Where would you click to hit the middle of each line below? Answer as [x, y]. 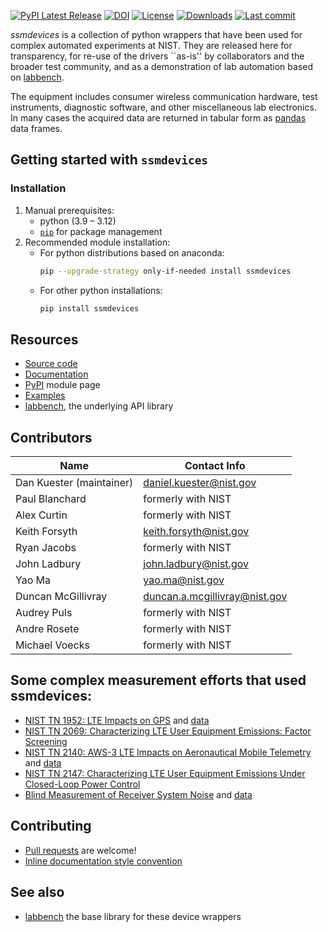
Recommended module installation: [97, 242]
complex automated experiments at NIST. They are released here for [151, 45]
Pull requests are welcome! [80, 850]
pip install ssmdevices [89, 308]
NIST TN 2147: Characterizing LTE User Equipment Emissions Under [165, 773]
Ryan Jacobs [46, 548]
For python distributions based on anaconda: [132, 252]
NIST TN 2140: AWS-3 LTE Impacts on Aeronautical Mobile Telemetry [168, 752]
